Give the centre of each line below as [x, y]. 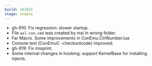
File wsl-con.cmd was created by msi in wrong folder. [64, 33]
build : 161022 [19, 9]
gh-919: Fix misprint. [32, 48]
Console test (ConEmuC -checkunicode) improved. [62, 43]
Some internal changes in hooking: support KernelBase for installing [79, 53]
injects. [19, 58]
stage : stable [19, 14]
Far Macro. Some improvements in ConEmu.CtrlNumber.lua [70, 38]
